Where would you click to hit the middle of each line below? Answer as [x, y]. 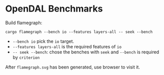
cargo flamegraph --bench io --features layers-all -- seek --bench [79, 32]
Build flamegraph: [24, 23]
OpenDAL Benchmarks [54, 9]
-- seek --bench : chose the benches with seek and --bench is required [86, 52]
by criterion [26, 57]
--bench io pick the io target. [43, 41]
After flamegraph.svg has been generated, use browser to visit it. [73, 67]
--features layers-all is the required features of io [67, 46]
